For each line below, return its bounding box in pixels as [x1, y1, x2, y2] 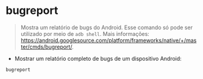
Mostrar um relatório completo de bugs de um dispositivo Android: [14, 55, 182, 62]
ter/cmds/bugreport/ [20, 43, 73, 50]
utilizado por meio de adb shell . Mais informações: [20, 30, 150, 37]
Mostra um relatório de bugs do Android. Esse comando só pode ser [20, 24, 193, 31]
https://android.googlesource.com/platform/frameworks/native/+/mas [20, 36, 197, 44]
